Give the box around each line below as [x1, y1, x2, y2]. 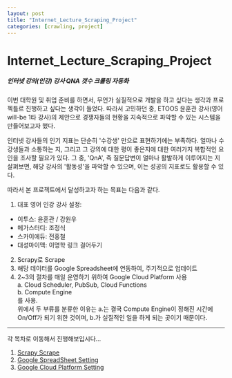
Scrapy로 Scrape [17, 255, 66, 263]
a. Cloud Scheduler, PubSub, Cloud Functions [17, 281, 147, 289]
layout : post [7, 10, 45, 17]
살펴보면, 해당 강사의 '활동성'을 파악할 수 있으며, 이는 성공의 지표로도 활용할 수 [7, 162, 217, 170]
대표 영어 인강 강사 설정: [17, 200, 82, 208]
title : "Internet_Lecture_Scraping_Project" [7, 17, 137, 23]
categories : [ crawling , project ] [7, 23, 104, 30]
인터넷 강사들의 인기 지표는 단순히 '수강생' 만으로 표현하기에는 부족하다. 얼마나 [7, 136, 217, 144]
